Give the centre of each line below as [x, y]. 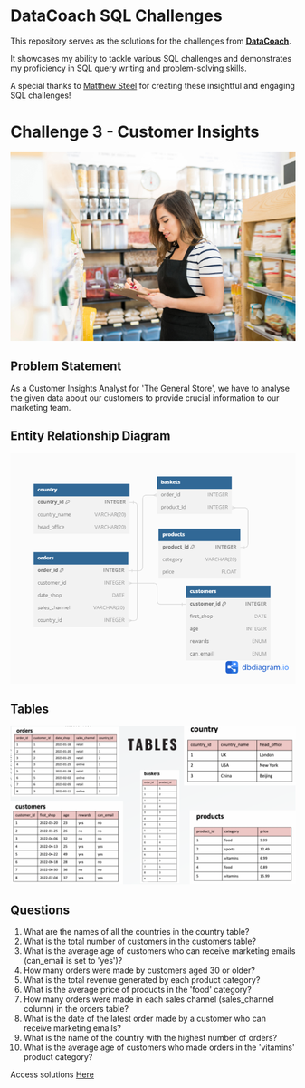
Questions [40, 910]
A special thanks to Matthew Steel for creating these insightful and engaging [152, 85]
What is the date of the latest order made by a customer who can [144, 1018]
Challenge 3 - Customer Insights [135, 132]
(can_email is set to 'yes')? [73, 960]
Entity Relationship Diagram [91, 436]
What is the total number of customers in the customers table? [140, 941]
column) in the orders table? [76, 1008]
